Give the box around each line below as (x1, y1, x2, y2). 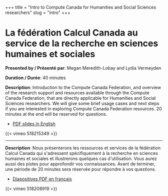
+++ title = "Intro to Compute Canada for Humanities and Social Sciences (5, 5, 156, 10)
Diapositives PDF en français (12, 175, 72, 182)
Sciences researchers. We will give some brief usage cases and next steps (5, 100, 159, 106)
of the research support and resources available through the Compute (5, 90, 149, 96)
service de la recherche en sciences (5, 38, 158, 49)
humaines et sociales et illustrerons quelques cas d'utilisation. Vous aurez (5, 155, 157, 161)
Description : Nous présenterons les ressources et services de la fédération (5, 145, 161, 151)
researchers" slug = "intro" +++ (5, 10, 71, 16)
